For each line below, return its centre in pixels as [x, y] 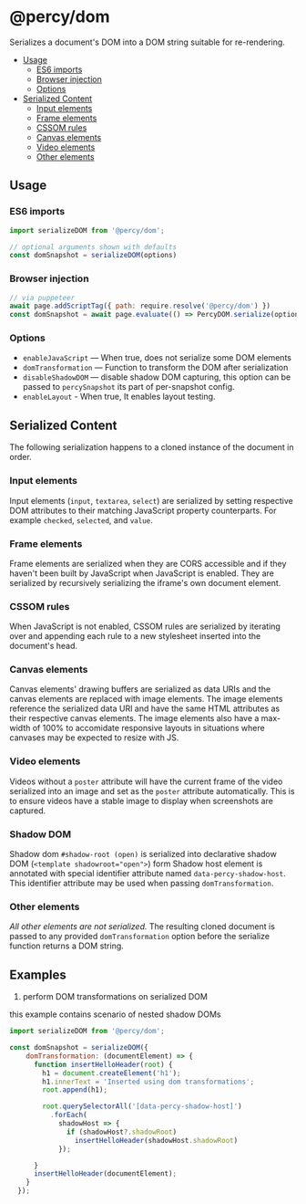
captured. [28, 811]
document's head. [44, 646]
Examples [38, 974]
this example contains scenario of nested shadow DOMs [115, 1014]
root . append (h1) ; [75, 1090]
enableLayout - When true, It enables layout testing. [119, 397]
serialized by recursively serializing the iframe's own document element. [145, 582]
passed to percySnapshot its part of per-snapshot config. [128, 387]
